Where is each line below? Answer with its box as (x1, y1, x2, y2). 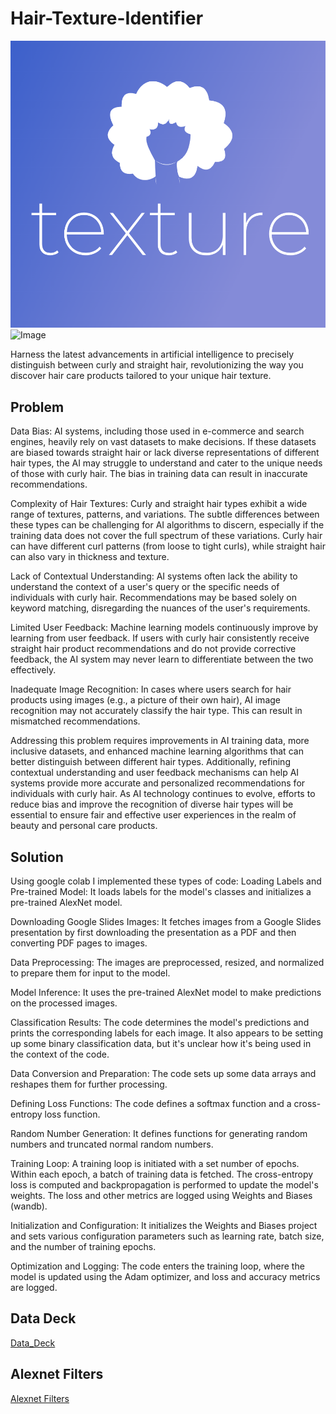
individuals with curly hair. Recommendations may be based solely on (10, 592, 297, 604)
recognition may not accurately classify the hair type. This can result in (10, 705, 303, 717)
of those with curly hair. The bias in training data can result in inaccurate (10, 468, 308, 480)
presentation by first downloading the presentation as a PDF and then (10, 927, 297, 939)
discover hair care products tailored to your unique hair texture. (10, 370, 272, 382)
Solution (10, 848, 64, 866)
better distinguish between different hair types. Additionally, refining (10, 756, 291, 768)
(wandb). (10, 1200, 48, 1212)
